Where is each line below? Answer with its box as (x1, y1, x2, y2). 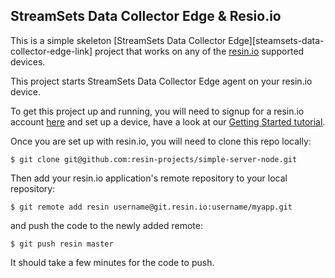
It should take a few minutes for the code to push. (10, 256, 215, 268)
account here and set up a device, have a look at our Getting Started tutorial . (10, 115, 326, 128)
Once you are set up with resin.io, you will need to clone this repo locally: (10, 135, 312, 147)
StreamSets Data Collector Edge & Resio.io (10, 8, 282, 25)
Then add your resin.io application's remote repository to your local (10, 172, 288, 184)
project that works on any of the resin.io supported (94, 45, 305, 57)
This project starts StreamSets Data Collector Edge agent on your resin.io (10, 75, 313, 87)
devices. (10, 55, 46, 68)
